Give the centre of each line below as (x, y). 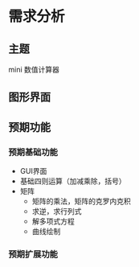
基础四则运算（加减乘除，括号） (73, 181)
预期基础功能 (33, 152)
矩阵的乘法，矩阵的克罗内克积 (81, 201)
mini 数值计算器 (34, 70)
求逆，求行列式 (57, 212)
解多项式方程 (53, 221)
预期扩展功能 (33, 254)
